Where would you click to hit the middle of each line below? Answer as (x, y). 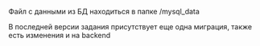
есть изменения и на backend (60, 35)
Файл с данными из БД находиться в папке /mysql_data (104, 11)
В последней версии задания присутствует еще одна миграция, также (130, 27)
